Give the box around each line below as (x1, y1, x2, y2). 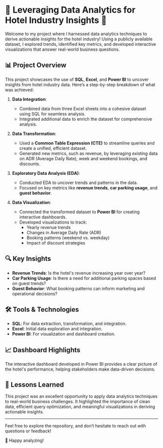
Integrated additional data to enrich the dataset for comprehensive (19, 116, 152, 122)
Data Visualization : (12, 199, 51, 205)
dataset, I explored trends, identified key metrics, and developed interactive (5, 41, 156, 47)
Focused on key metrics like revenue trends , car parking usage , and (19, 185, 158, 190)
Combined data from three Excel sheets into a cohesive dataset (19, 106, 147, 112)
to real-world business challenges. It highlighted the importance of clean (5, 399, 150, 404)
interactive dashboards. (19, 214, 67, 220)
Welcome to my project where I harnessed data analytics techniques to (5, 31, 147, 37)
